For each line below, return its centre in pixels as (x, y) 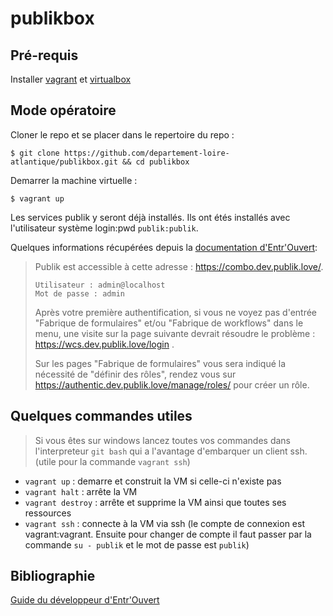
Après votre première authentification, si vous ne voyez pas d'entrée (176, 312)
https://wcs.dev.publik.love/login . (104, 344)
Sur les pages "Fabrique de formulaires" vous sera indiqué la (160, 363)
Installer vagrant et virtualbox (71, 79)
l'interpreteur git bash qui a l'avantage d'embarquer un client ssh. (171, 451)
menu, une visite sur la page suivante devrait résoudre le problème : (175, 333)
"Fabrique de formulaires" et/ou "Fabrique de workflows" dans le (169, 323)
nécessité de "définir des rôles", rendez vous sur (135, 374)
